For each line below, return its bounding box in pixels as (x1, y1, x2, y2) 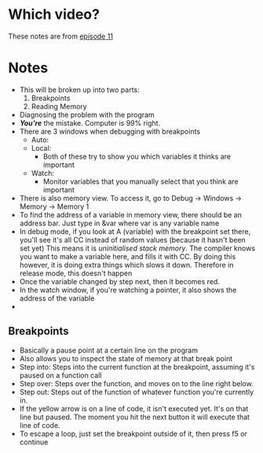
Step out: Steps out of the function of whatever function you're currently (19, 387, 254, 396)
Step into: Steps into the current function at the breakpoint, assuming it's (19, 362, 255, 371)
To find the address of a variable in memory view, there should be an (19, 210, 242, 219)
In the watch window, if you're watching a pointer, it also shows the (19, 285, 237, 294)
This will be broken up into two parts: (19, 85, 140, 94)
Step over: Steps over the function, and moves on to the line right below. (19, 378, 254, 388)
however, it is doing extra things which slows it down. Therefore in (19, 260, 234, 269)
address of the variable (19, 293, 95, 303)
